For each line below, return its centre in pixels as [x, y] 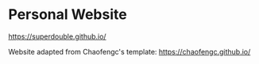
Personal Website [68, 15]
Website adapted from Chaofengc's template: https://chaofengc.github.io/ [129, 51]
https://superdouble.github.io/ [57, 36]
